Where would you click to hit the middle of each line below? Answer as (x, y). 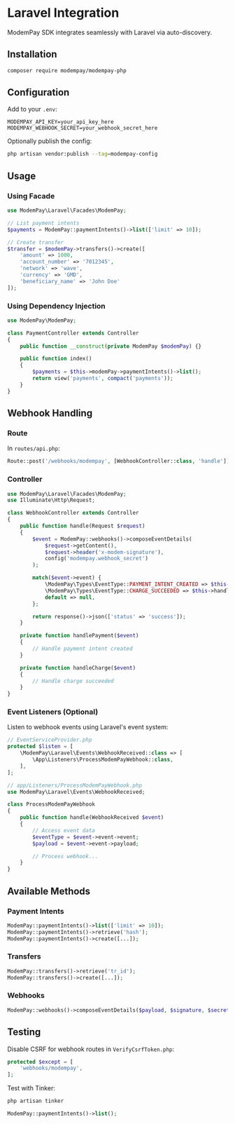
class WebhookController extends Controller (73, 513)
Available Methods (49, 891)
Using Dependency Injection (57, 306)
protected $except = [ (40, 1062)
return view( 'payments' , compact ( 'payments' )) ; (103, 379)
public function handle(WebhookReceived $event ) (92, 818)
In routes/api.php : (34, 448)
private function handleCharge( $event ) (78, 668)
